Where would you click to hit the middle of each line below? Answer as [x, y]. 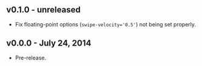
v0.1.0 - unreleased [43, 10]
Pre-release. [31, 58]
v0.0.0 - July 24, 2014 [49, 43]
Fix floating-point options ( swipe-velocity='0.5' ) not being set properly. [105, 24]
